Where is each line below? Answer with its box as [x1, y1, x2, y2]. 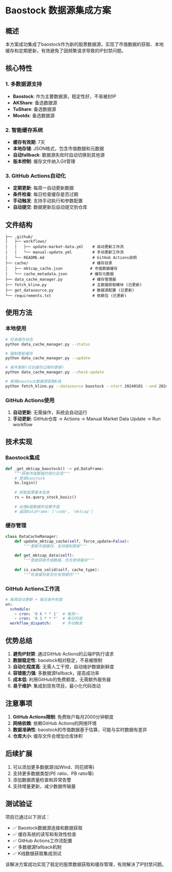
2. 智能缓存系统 [5, 126, 44, 134]
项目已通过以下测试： [5, 814, 50, 820]
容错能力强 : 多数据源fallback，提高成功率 [12, 670, 100, 676]
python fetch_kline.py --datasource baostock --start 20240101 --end [5, 383, 157, 389]
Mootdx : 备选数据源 [12, 112, 55, 118]
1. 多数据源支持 [5, 80, 42, 88]
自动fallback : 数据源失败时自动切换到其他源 [12, 151, 105, 158]
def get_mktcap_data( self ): [14, 553, 74, 558]
